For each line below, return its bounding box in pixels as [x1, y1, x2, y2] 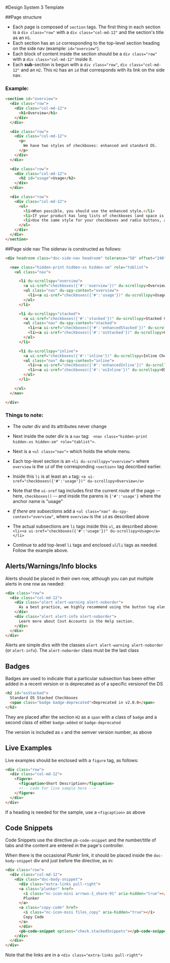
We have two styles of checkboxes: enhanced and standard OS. [23, 143, 157, 148]
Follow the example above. [12, 547, 69, 553]
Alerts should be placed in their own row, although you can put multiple [5, 575, 154, 581]
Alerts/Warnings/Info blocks [5, 562, 97, 571]
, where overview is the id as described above [53, 513, 149, 519]
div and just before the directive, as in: [33, 858, 114, 864]
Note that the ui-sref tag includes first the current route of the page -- [12, 487, 160, 493]
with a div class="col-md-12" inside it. [12, 56, 93, 62]
